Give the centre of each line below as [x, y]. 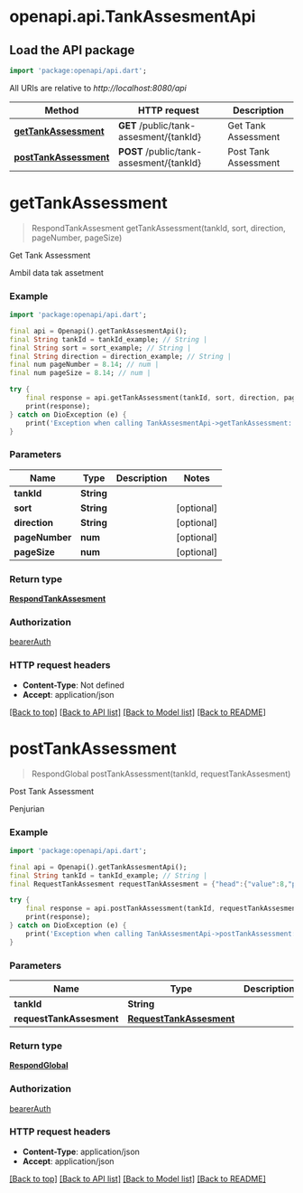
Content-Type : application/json [81, 1151]
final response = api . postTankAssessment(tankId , [121, 909]
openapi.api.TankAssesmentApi [133, 17]
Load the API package [72, 50]
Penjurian [27, 808]
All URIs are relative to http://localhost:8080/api [98, 88]
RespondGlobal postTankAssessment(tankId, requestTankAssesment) [161, 774]
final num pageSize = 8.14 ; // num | [80, 373]
